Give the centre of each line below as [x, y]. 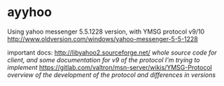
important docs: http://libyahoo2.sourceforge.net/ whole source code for [112, 52]
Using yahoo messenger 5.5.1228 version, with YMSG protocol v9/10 [106, 31]
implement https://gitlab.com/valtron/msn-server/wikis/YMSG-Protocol [110, 67]
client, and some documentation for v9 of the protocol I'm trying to [104, 59]
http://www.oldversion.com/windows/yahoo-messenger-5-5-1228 [103, 38]
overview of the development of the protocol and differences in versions [111, 75]
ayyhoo [30, 12]
